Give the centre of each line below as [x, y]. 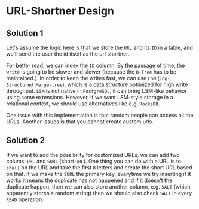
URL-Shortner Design [60, 11]
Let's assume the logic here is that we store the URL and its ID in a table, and [99, 47]
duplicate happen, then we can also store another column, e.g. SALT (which [98, 186]
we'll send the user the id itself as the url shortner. [68, 54]
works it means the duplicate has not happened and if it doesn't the [89, 180]
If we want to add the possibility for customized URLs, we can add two [93, 155]
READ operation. [25, 199]
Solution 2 [25, 140]
